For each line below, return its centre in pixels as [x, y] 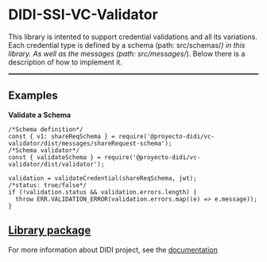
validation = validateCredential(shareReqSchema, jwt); [103, 178]
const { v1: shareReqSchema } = [62, 136]
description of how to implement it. [66, 62]
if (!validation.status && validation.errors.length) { [103, 192]
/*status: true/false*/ [48, 185]
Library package [50, 231]
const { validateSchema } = [55, 157]
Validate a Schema [40, 115]
